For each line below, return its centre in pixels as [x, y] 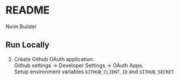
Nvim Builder [21, 26]
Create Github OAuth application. [54, 59]
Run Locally [27, 45]
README [28, 10]
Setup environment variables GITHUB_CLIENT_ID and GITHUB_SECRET [94, 72]
